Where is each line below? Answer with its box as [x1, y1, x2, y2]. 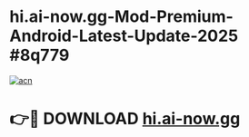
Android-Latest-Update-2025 [9, 25, 239, 46]
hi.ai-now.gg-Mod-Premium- [9, 6, 234, 27]
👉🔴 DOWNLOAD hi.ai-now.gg [9, 109, 241, 129]
